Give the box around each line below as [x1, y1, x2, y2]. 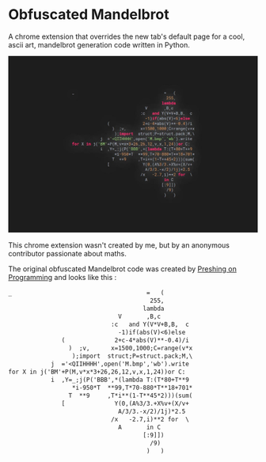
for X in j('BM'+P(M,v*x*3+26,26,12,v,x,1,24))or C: [8, 368, 186, 376]
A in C [117, 423, 161, 431]
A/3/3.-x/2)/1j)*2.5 [117, 407, 186, 415]
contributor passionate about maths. [8, 248, 127, 258]
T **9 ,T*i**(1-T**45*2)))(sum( [68, 392, 193, 400]
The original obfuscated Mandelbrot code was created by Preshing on [8, 263, 237, 274]
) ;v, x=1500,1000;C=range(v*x [68, 344, 193, 352]
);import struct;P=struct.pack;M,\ [71, 352, 193, 360]
